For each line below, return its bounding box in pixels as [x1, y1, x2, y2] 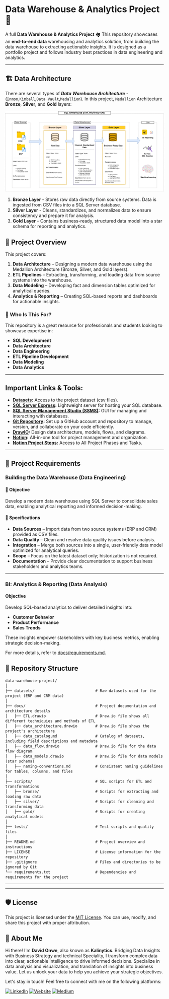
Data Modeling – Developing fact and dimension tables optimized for [12, 282, 156, 288]
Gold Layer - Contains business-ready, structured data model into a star [12, 218, 162, 224]
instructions [5, 844, 33, 849]
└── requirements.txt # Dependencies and [5, 870, 136, 875]
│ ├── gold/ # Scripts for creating [5, 809, 145, 814]
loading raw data [5, 794, 42, 799]
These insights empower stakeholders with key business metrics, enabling [5, 634, 159, 640]
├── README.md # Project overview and [5, 839, 145, 844]
